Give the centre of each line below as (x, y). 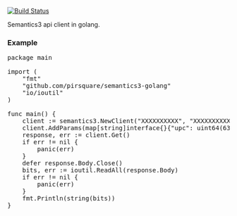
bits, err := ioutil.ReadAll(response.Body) (100, 170)
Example (23, 42)
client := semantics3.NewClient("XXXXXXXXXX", (104, 121)
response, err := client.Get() (76, 135)
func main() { (32, 114)
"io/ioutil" (43, 93)
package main (30, 58)
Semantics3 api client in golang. (54, 24)
